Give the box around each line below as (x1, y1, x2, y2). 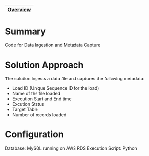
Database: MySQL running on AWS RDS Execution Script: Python (5, 145, 137, 151)
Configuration (5, 129, 64, 140)
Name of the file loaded (12, 90, 61, 96)
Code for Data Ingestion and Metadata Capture (5, 42, 101, 48)
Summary (5, 26, 46, 37)
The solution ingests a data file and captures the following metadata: (5, 76, 145, 81)
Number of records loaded (12, 111, 67, 117)
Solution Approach (5, 59, 84, 71)
